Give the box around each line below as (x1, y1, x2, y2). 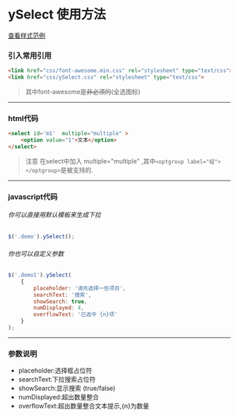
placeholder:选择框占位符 (18, 366, 93, 375)
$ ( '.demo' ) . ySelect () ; (8, 233, 75, 241)
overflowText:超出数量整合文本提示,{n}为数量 (18, 401, 150, 411)
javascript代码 (8, 192, 58, 202)
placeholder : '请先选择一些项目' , (33, 285, 126, 292)
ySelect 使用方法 (8, 6, 107, 23)
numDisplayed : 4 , (33, 304, 84, 312)
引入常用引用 (8, 50, 52, 60)
